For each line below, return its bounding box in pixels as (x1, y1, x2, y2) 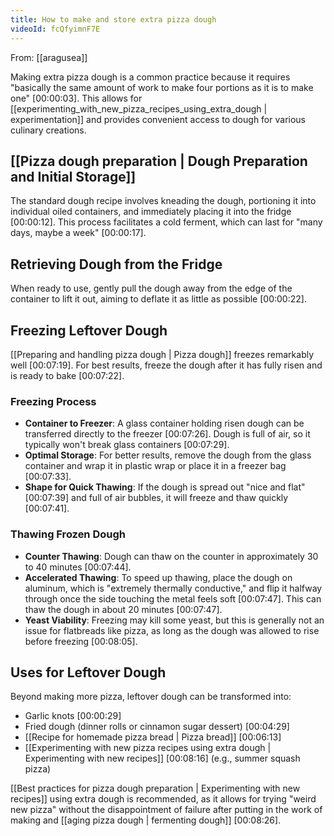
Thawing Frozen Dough (10, 527, 126, 541)
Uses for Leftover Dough (10, 664, 167, 681)
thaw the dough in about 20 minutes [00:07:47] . (24, 603, 223, 615)
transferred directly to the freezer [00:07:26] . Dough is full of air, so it (24, 428, 311, 440)
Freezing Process (10, 394, 97, 408)
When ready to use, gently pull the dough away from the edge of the (10, 282, 293, 295)
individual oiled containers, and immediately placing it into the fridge (10, 206, 292, 218)
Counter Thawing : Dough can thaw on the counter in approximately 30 (24, 550, 319, 562)
